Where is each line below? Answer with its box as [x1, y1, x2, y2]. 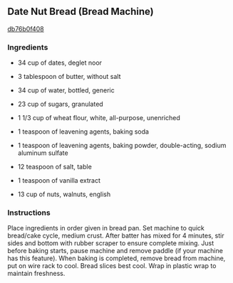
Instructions [7, 208, 51, 218]
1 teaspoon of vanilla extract [17, 176, 101, 185]
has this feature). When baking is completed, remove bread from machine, [7, 254, 226, 262]
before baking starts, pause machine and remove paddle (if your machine [7, 247, 223, 255]
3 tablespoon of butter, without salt [17, 73, 121, 81]
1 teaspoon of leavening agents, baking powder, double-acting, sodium [17, 141, 227, 150]
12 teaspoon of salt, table [17, 163, 93, 171]
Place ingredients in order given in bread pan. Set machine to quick [7, 224, 205, 233]
